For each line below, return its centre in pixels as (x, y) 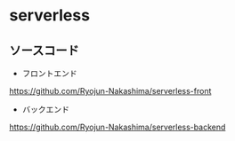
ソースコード (44, 50)
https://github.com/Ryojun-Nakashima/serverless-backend (117, 127)
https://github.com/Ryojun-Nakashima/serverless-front (110, 91)
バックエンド (45, 109)
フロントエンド (49, 73)
